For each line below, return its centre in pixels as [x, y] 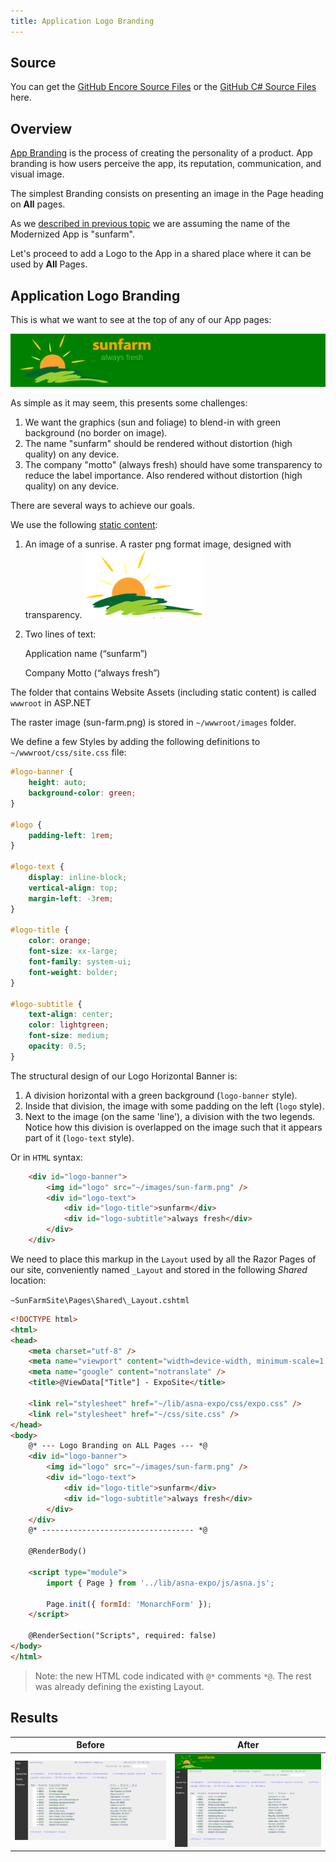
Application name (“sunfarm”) [86, 654]
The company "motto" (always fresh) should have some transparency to [173, 465]
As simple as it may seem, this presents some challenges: [129, 403]
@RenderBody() [57, 1551]
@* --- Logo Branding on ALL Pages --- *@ [118, 1446]
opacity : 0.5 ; [57, 1046]
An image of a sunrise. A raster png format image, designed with [158, 544]
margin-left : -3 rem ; [71, 898]
